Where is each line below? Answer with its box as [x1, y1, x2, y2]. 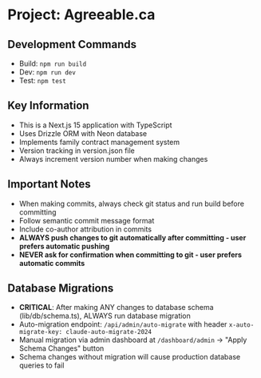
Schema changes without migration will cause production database [18, 352, 241, 362]
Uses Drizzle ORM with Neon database [18, 128, 148, 138]
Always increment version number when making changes [18, 154, 208, 163]
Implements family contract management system [18, 137, 180, 147]
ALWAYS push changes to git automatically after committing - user [18, 232, 247, 242]
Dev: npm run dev [18, 67, 77, 77]
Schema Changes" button [18, 344, 105, 353]
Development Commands [7, 38, 137, 51]
